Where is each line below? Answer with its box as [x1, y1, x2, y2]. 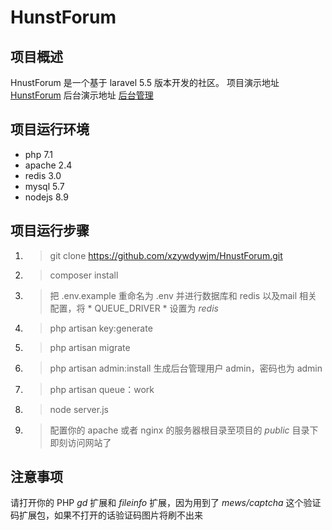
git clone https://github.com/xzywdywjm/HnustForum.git [49, 249, 283, 261]
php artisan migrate [49, 341, 131, 353]
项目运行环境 [10, 121, 90, 138]
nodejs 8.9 [24, 191, 69, 203]
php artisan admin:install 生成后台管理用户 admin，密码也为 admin [49, 362, 323, 374]
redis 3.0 [24, 169, 62, 181]
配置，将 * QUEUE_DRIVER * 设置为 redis [49, 302, 219, 314]
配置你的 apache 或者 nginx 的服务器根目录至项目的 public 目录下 [49, 424, 319, 436]
